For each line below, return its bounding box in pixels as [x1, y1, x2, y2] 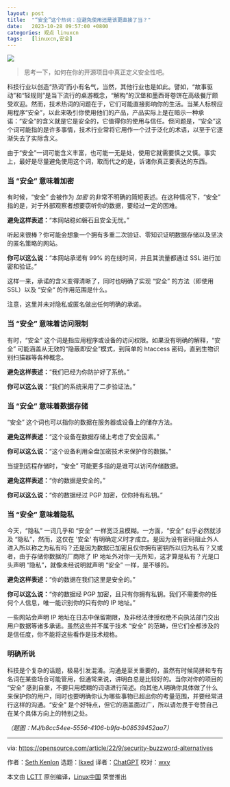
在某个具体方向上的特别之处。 [7, 709, 91, 717]
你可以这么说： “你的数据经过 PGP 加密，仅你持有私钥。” [7, 491, 163, 500]
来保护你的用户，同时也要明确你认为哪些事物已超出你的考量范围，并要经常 [7, 692, 217, 700]
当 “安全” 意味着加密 [7, 176, 75, 186]
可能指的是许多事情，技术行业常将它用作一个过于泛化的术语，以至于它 [18, 126, 217, 134]
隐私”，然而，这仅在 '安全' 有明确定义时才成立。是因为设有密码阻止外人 [17, 535, 219, 543]
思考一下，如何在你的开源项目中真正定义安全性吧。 [23, 68, 168, 76]
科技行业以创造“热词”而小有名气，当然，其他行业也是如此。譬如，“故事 [7, 83, 207, 91]
